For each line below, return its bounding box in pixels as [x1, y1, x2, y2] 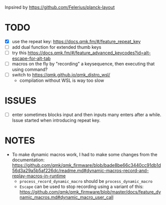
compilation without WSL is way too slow [19, 77, 104, 83]
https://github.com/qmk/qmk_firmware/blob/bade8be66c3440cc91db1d [12, 162, 161, 168]
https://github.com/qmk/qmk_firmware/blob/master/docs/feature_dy [19, 189, 161, 195]
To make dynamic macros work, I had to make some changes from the [12, 152, 157, 158]
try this [12, 50, 27, 56]
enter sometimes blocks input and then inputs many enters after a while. [12, 112, 161, 118]
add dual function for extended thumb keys [12, 44, 101, 50]
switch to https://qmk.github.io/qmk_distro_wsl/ [12, 72, 111, 78]
